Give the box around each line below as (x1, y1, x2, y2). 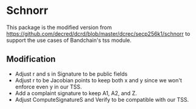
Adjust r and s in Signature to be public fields (15, 70, 128, 78)
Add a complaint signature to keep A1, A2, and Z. (15, 89, 137, 97)
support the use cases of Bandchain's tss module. (6, 36, 132, 44)
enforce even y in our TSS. (15, 83, 82, 90)
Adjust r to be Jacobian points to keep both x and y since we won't (15, 76, 182, 84)
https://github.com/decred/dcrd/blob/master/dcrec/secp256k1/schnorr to (6, 30, 191, 37)
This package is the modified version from (6, 24, 112, 31)
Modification (6, 54, 56, 64)
